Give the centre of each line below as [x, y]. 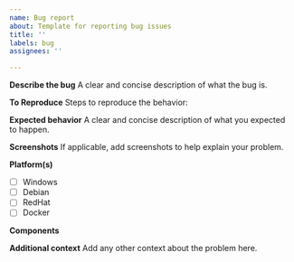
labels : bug [32, 43]
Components [34, 230]
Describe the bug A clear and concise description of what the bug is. [138, 85]
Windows [40, 182]
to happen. [29, 130]
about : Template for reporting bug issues [90, 26]
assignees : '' [36, 51]
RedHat [37, 202]
